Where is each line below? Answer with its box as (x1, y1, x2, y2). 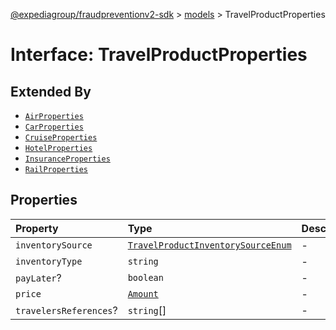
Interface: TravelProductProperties (10, 44, 308, 66)
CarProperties (24, 122, 84, 132)
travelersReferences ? (15, 303, 118, 317)
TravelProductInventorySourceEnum (127, 239, 292, 251)
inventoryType (15, 255, 83, 267)
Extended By (10, 83, 92, 100)
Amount (127, 288, 159, 299)
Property (15, 221, 59, 235)
